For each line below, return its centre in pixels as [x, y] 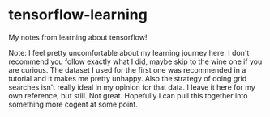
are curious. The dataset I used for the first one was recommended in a [127, 69]
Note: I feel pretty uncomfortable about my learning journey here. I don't [129, 52]
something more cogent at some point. [73, 104]
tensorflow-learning [78, 15]
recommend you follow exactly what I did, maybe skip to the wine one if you [135, 61]
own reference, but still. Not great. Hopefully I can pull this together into [128, 95]
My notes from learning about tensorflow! [78, 37]
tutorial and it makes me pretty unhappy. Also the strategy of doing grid [128, 78]
